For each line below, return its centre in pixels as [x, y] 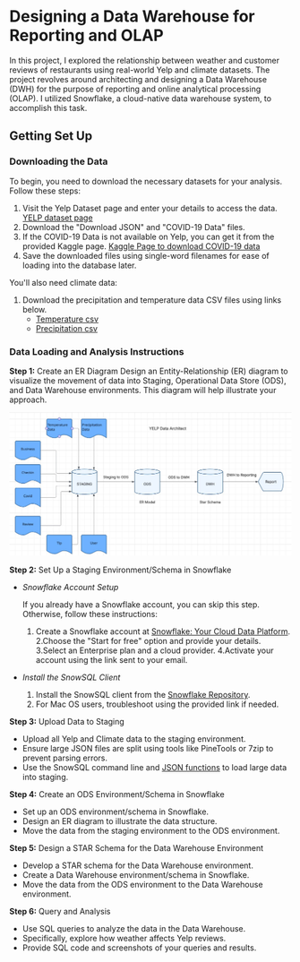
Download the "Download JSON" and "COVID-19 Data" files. [133, 227]
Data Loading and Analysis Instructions [97, 351]
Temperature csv [67, 319]
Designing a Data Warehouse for [132, 17]
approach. [28, 399]
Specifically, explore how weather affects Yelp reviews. [124, 939]
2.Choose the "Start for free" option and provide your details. [148, 641]
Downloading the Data [59, 161]
